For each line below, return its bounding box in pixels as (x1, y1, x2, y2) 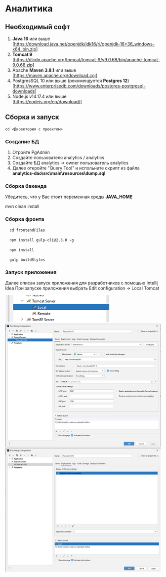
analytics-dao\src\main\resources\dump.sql (12, 170, 106, 176)
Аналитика (5, 3, 53, 14)
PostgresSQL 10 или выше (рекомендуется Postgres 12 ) (12, 78, 129, 83)
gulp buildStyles (9, 257, 45, 262)
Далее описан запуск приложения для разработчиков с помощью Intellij (5, 280, 159, 286)
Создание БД (5, 138, 40, 145)
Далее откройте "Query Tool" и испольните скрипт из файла (12, 165, 140, 171)
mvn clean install (5, 204, 40, 209)
